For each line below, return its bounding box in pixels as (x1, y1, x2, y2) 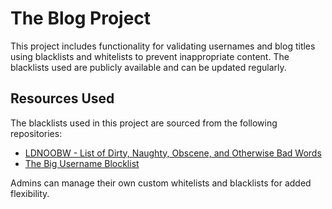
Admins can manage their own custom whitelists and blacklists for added (10, 177, 312, 189)
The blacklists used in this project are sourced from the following (10, 117, 278, 129)
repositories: (10, 127, 63, 139)
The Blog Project (10, 7, 152, 30)
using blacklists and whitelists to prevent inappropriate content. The (10, 50, 290, 62)
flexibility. (10, 187, 50, 199)
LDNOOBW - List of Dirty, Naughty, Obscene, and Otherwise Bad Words (24, 147, 322, 159)
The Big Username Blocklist (24, 157, 140, 169)
